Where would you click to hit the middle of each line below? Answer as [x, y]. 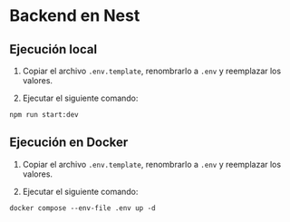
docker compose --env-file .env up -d [82, 208]
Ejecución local [53, 49]
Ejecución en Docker [69, 143]
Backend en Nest [75, 16]
